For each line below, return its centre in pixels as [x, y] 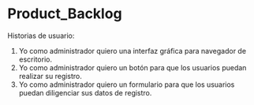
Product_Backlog [65, 14]
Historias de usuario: [41, 36]
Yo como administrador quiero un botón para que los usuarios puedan [133, 67]
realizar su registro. [50, 76]
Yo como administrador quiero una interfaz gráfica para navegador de [132, 51]
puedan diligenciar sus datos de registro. [85, 92]
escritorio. [35, 59]
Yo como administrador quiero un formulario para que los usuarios [127, 84]
